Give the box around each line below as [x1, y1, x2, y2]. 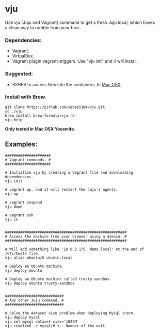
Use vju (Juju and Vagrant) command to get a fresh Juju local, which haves [5, 19, 155, 25]
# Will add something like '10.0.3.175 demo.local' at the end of [5, 247, 144, 252]
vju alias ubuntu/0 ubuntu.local [5, 255, 73, 260]
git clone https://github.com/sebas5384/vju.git [5, 105, 105, 110]
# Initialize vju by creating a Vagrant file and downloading [5, 170, 133, 175]
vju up [5, 191, 18, 196]
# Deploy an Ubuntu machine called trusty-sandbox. [5, 277, 112, 281]
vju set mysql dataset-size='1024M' [5, 319, 79, 324]
